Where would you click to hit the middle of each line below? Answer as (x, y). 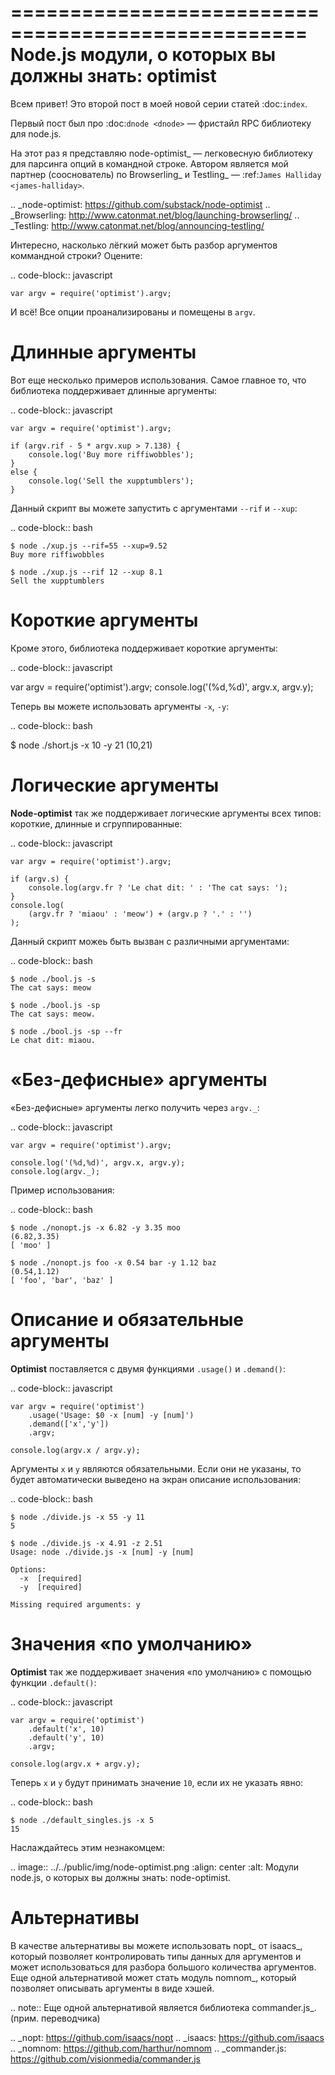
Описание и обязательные (127, 1319)
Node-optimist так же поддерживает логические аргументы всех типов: (166, 813)
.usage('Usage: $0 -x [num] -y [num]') (111, 1415)
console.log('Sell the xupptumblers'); (111, 481)
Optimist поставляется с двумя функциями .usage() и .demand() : (148, 1368)
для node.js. (36, 133)
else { (24, 472)
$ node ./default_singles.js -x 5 (82, 1820)
